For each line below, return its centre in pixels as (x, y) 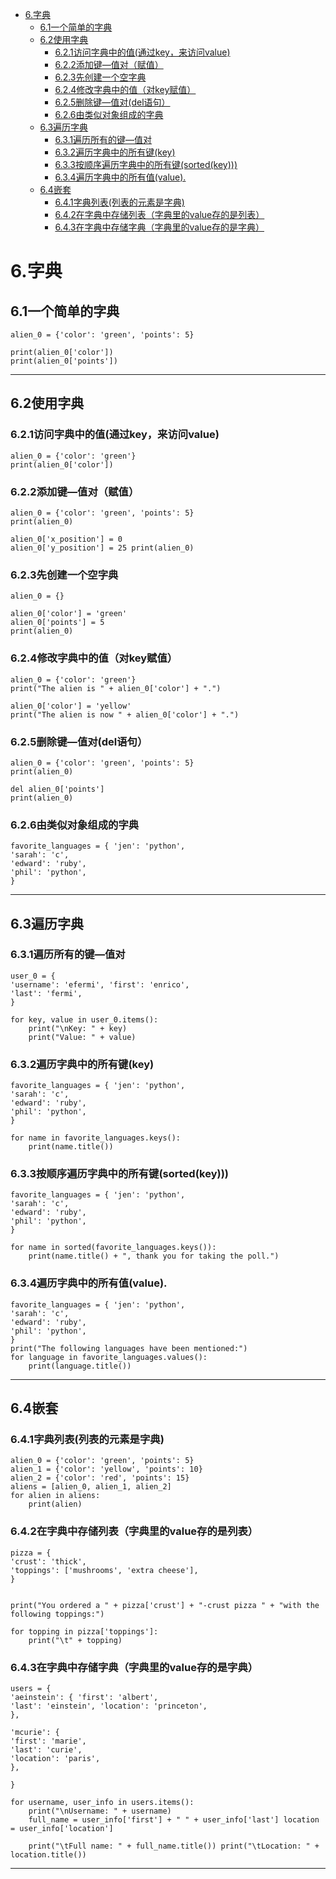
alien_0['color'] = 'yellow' (71, 706)
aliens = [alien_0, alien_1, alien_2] (91, 1487)
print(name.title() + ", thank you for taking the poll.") (154, 1256)
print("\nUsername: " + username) (100, 1811)
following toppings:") (57, 1614)
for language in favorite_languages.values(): (109, 1357)
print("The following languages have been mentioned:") (129, 1348)
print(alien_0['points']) (64, 361)
